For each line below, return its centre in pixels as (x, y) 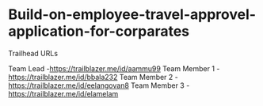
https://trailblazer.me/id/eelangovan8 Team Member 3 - (99, 85)
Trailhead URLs (33, 53)
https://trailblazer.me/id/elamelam (63, 93)
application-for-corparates (99, 31)
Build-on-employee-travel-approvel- (132, 15)
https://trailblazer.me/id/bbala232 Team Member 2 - (93, 77)
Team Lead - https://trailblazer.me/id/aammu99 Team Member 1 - (114, 68)
